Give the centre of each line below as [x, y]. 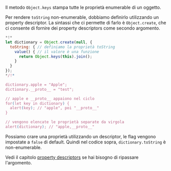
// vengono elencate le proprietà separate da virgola [65, 122]
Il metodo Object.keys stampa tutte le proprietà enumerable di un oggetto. [83, 7]
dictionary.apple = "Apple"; [36, 84]
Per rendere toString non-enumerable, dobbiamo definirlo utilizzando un [82, 17]
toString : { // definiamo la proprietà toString [63, 47]
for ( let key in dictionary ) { [38, 103]
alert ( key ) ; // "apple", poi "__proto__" [55, 108]
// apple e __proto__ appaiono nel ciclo [50, 99]
